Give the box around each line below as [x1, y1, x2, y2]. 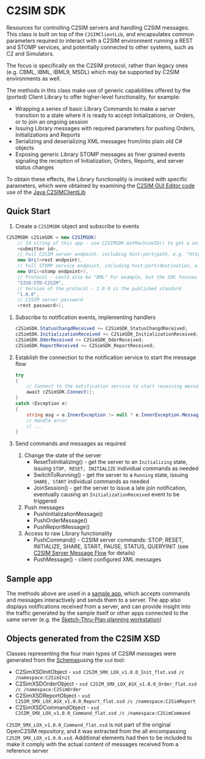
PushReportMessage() [33, 523, 90, 531]
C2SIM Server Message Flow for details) [33, 549, 135, 557]
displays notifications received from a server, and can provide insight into [6, 603, 191, 610]
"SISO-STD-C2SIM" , [17, 280, 64, 286]
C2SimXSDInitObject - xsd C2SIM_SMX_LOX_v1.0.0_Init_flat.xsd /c [15, 668, 185, 675]
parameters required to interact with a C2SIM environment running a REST [6, 37, 193, 44]
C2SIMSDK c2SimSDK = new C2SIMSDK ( [6, 234, 97, 241]
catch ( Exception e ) [15, 400, 68, 406]
